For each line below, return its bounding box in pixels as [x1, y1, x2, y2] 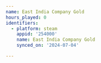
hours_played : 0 [5, 14, 47, 20]
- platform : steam [11, 25, 58, 32]
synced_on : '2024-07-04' [16, 43, 79, 49]
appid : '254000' [16, 31, 58, 37]
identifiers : [5, 20, 39, 26]
